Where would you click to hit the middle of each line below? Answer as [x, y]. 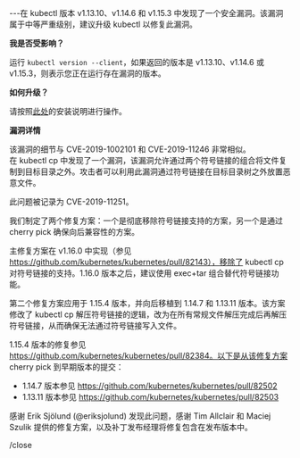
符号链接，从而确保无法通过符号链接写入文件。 [95, 325]
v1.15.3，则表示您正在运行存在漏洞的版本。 [88, 73]
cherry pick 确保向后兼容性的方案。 [75, 232]
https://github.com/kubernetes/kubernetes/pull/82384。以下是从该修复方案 [149, 356]
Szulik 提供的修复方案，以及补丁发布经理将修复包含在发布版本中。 [131, 427]
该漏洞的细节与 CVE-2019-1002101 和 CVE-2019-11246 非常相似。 [130, 149]
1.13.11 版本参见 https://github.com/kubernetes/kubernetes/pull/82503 [150, 397]
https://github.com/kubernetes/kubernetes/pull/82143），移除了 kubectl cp [146, 262]
